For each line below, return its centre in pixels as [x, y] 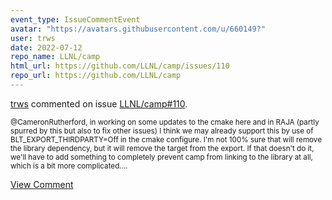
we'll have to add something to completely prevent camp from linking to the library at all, [161, 157]
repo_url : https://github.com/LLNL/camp [96, 76]
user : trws [33, 38]
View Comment [42, 184]
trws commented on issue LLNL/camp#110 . [99, 103]
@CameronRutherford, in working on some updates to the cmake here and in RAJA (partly [165, 122]
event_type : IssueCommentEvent [75, 19]
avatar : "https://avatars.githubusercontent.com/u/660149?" [138, 29]
